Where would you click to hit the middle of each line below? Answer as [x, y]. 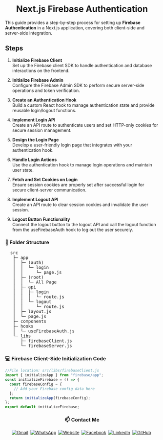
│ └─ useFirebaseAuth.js [44, 331]
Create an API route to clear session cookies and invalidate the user [80, 205]
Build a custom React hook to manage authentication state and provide [83, 105]
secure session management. [42, 130]
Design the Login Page [35, 139]
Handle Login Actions [34, 160]
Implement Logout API [35, 199]
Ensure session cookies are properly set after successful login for [78, 185]
